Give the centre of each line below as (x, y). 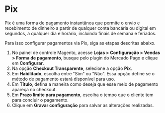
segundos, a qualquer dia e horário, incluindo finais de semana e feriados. (81, 33)
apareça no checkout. (34, 89)
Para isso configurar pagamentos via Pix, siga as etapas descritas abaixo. (80, 43)
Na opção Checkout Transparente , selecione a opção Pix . (72, 68)
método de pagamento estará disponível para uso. (63, 79)
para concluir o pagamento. (40, 100)
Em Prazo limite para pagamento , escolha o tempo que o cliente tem (82, 95)
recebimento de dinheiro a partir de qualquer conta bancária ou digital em (80, 28)
